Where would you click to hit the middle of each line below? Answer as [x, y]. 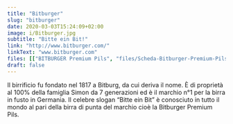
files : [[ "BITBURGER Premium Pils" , [60, 59]
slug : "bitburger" [34, 20]
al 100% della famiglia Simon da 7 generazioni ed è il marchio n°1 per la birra [116, 92]
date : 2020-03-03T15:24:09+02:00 [55, 26]
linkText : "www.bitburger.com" [52, 53]
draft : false [26, 65]
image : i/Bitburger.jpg [42, 33]
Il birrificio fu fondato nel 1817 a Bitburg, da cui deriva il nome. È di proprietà [115, 85]
